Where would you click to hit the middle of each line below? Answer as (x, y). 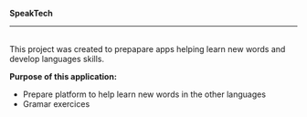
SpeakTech (31, 13)
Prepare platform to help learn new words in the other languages (144, 94)
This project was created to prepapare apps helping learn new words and (148, 49)
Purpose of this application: (63, 76)
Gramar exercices (56, 104)
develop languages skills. (57, 59)
